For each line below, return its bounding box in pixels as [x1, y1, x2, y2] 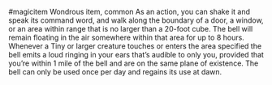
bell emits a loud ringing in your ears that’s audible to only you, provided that [8, 50, 264, 59]
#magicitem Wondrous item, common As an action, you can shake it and [8, 7, 250, 16]
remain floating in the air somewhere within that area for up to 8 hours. [8, 32, 245, 42]
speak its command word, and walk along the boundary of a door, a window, [8, 15, 264, 25]
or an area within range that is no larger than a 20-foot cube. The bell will [8, 24, 253, 33]
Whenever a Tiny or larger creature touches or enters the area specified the [8, 41, 262, 51]
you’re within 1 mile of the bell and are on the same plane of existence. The [8, 58, 259, 68]
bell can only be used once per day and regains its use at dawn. [8, 67, 222, 76]
